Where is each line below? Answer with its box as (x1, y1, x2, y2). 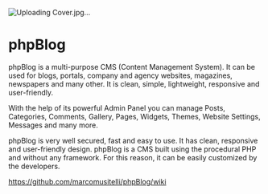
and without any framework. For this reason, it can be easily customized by (8, 152, 258, 162)
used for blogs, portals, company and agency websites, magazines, (8, 71, 233, 80)
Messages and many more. (8, 120, 99, 130)
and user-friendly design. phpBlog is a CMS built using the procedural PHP (8, 144, 257, 154)
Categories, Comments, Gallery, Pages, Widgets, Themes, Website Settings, (8, 111, 261, 121)
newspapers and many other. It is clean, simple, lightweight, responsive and (8, 79, 260, 88)
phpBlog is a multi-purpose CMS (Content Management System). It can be (8, 62, 256, 71)
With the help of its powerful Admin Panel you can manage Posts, (8, 103, 225, 112)
